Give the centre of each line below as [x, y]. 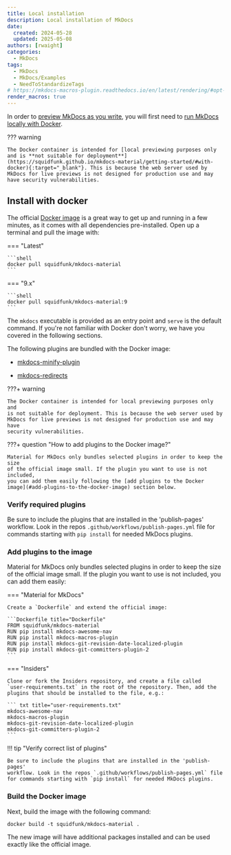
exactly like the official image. [49, 844]
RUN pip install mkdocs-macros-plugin [63, 638]
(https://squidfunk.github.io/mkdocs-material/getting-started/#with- [110, 162]
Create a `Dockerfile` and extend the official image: [87, 607]
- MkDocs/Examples [40, 78]
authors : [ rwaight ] [35, 46]
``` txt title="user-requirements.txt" [64, 705]
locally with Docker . [35, 124]
